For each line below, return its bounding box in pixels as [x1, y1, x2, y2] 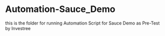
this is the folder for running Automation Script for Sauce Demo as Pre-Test [5, 20, 160, 26]
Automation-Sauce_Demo [5, 3, 115, 15]
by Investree [5, 25, 31, 31]
